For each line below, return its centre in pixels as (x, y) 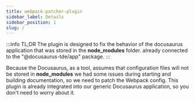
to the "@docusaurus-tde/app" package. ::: (58, 57)
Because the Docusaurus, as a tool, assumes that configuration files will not (97, 68)
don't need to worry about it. (40, 93)
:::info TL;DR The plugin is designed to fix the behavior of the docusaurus (95, 44)
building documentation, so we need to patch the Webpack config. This (92, 80)
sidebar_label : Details (35, 17)
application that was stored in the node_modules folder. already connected (97, 51)
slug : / (16, 28)
